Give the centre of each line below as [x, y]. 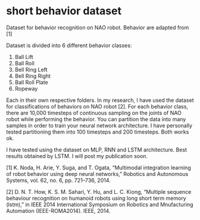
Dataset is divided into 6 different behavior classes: [69, 45]
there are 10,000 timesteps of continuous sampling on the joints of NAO [94, 113]
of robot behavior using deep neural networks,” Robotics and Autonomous [97, 173]
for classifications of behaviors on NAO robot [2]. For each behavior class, [97, 106]
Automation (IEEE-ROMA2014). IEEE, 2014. [58, 210]
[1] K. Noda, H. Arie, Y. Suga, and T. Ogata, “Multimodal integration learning [99, 168]
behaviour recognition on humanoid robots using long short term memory [96, 198]
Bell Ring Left [31, 69]
